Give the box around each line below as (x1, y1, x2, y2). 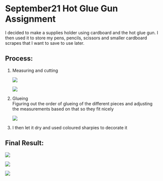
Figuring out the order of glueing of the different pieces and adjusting (12, 100, 153, 106)
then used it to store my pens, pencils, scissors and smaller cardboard (5, 35, 147, 41)
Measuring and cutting (12, 67, 58, 73)
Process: (5, 55, 33, 63)
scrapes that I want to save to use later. (5, 40, 84, 46)
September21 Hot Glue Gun (5, 3, 118, 14)
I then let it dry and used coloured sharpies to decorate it (12, 124, 128, 130)
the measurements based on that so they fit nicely (12, 106, 114, 112)
